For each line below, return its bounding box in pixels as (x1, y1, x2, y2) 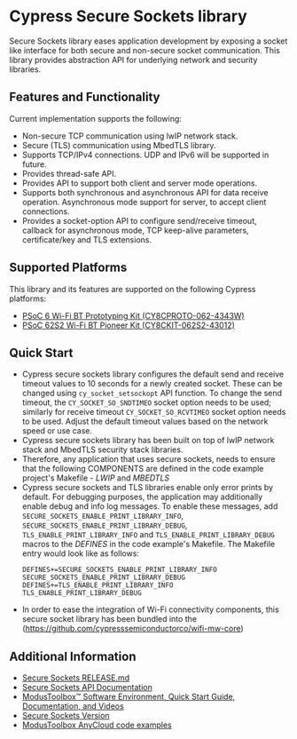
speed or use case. (21, 425, 93, 436)
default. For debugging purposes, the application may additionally (21, 491, 263, 503)
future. (21, 158, 47, 170)
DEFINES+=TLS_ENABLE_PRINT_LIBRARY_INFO (21, 581, 174, 590)
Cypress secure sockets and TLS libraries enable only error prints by (21, 482, 273, 493)
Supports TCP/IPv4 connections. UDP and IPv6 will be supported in (21, 149, 270, 160)
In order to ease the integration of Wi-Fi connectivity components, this (21, 604, 279, 615)
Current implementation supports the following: (9, 113, 182, 123)
